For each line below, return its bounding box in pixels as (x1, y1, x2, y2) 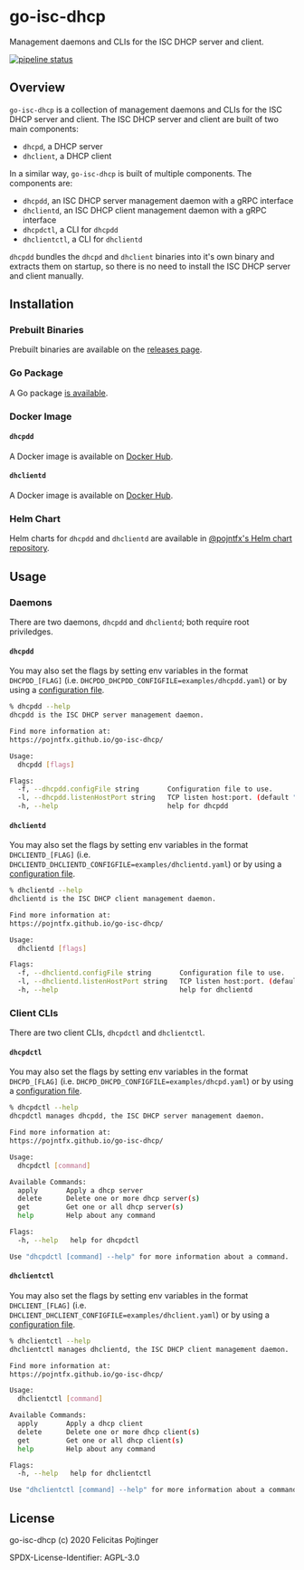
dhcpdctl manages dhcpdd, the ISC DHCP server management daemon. (9, 1111, 265, 1121)
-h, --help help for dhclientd (17, 985, 253, 994)
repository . (9, 543, 50, 554)
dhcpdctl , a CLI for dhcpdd (22, 224, 119, 234)
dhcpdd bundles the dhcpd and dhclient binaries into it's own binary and (9, 251, 275, 262)
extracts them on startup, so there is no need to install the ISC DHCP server (9, 261, 291, 271)
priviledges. (9, 626, 53, 637)
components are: (9, 177, 73, 188)
